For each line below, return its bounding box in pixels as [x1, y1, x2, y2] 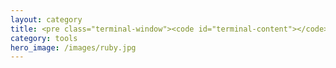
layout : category [10, 14, 83, 25]
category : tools [10, 33, 78, 43]
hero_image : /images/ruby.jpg [10, 42, 137, 53]
